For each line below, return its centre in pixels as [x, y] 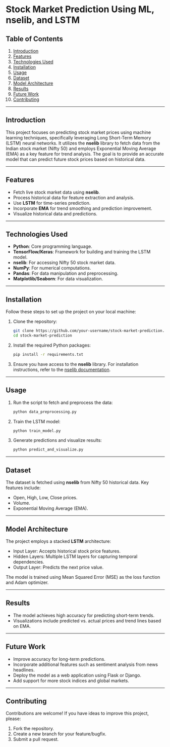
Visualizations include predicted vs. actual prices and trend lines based [87, 621]
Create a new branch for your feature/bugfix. [60, 734]
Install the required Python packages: [52, 345]
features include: [23, 488]
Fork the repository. [34, 729]
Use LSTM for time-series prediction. [52, 203]
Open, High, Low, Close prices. [45, 498]
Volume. [22, 503]
